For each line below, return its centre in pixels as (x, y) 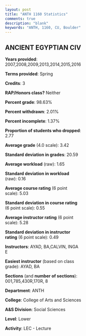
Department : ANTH (25, 290)
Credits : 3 (15, 83)
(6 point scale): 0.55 (25, 208)
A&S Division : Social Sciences (35, 309)
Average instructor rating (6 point (39, 217)
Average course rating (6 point (36, 188)
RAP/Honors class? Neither (33, 93)
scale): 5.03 (17, 193)
